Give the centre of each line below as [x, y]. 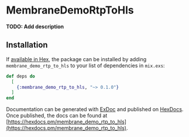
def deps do [20, 76]
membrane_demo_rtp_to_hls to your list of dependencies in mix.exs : [85, 65]
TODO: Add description [35, 26]
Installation [27, 45]
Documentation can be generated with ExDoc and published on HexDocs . [95, 109]
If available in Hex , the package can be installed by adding [76, 59]
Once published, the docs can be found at [57, 116]
